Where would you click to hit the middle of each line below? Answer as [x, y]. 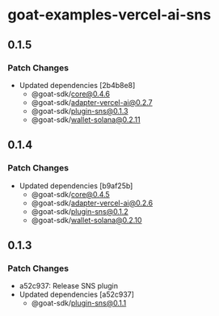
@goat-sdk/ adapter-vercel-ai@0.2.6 [92, 203]
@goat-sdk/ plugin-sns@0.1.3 [80, 111]
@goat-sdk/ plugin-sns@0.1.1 [79, 303]
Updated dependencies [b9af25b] [76, 185]
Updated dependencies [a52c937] [77, 295]
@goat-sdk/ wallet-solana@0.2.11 [86, 120]
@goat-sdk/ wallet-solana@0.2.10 [86, 220]
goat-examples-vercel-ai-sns [109, 15]
